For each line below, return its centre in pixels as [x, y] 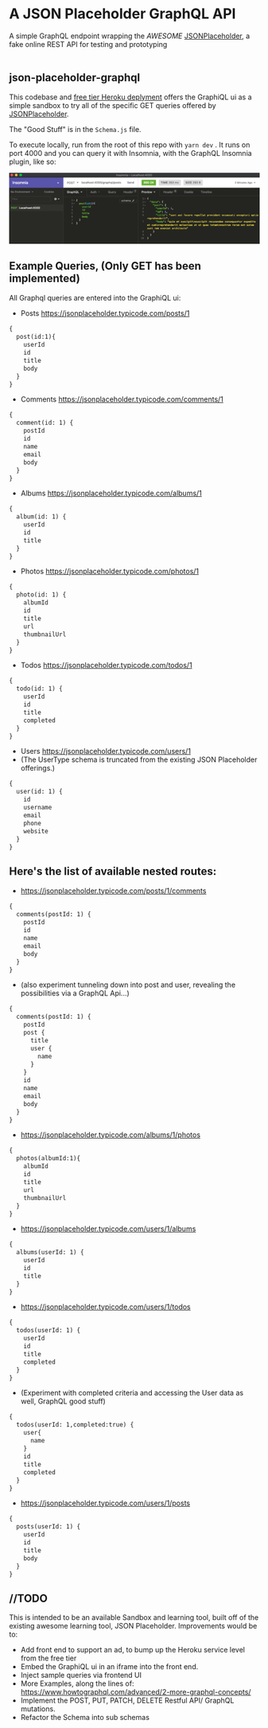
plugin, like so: [33, 161]
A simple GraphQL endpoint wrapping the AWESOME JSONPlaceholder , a [130, 36]
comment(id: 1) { [45, 422]
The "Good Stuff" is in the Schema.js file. [75, 129]
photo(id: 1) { [41, 594]
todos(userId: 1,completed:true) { [75, 1424]
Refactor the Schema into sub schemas [85, 1718]
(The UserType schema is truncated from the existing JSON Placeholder [139, 759]
